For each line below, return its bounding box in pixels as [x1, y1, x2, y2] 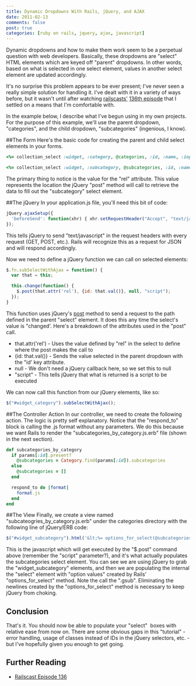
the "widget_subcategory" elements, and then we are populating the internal [6, 565, 190, 572]
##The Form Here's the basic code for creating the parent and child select [6, 136, 185, 144]
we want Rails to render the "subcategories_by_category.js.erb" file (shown [6, 429, 187, 436]
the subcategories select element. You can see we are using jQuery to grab [6, 558, 187, 565]
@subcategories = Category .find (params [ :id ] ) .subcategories [16, 458, 166, 463]
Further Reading [6, 657, 66, 668]
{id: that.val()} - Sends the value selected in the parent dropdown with [14, 352, 183, 359]
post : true [6, 25, 33, 31]
